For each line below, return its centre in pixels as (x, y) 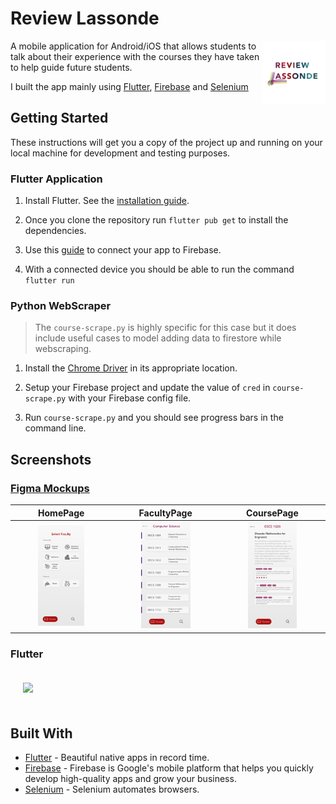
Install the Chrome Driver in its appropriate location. (131, 368)
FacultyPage (165, 513)
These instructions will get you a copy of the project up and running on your (166, 142)
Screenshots (51, 459)
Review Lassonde (85, 18)
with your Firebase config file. (130, 398)
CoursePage (272, 513)
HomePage (61, 513)
